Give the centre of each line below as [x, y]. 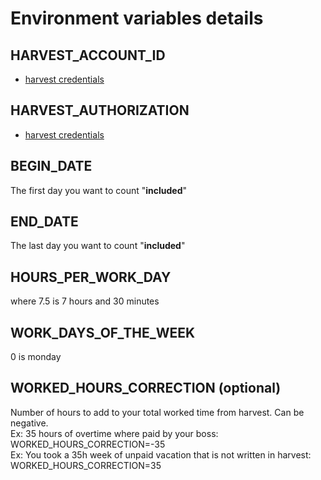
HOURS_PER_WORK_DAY [91, 277]
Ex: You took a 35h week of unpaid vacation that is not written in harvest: [161, 454]
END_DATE [44, 222]
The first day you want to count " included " [99, 190]
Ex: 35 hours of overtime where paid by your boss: [114, 433]
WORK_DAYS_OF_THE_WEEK [103, 332]
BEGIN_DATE [51, 166]
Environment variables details [137, 18]
